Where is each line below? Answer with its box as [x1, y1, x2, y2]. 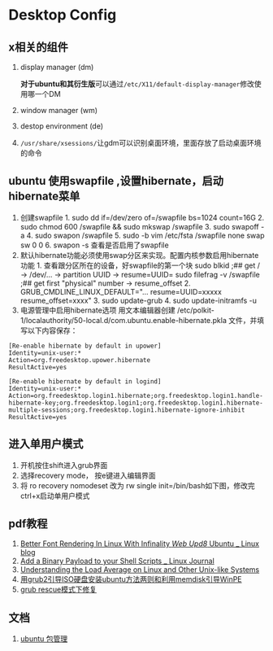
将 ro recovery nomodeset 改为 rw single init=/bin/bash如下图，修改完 [19, 480, 255, 490]
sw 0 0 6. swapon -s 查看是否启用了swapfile [19, 240, 169, 250]
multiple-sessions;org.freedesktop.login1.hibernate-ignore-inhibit [8, 405, 245, 414]
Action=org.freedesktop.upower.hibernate [8, 356, 151, 364]
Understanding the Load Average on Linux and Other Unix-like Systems [19, 565, 260, 575]
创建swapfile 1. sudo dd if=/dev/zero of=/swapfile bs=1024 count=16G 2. [19, 212, 265, 222]
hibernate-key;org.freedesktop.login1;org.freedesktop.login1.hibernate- [8, 399, 264, 407]
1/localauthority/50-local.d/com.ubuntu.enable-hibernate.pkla [19, 315, 227, 325]
